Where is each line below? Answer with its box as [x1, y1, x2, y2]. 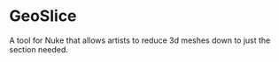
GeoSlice [9, 6, 77, 26]
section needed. [9, 44, 69, 54]
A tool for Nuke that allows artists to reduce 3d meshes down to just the [9, 35, 271, 45]
